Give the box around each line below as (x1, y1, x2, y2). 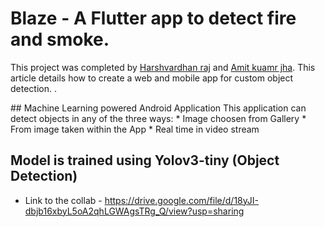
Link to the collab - (24, 194, 103, 206)
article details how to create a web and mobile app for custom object (10, 72, 294, 84)
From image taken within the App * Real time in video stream (10, 123, 260, 135)
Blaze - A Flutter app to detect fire (10, 7, 297, 30)
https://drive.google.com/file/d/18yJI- (104, 194, 259, 206)
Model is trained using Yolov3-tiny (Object (10, 152, 280, 169)
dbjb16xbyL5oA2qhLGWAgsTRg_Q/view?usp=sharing (24, 205, 245, 217)
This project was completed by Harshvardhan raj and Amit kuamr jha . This (10, 61, 316, 73)
